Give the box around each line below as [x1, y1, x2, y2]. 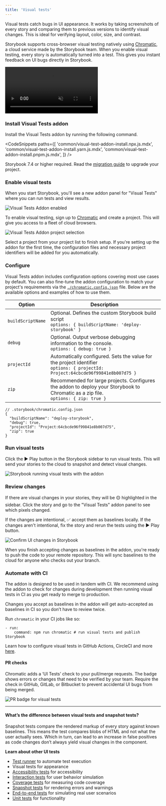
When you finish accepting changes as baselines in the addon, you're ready [5, 547, 160, 553]
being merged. [5, 686, 35, 692]
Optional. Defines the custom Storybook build [50, 309, 157, 316]
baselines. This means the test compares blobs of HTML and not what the [5, 728, 156, 735]
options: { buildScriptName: [50, 322, 119, 328]
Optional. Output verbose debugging [50, 334, 136, 340]
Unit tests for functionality [12, 795, 66, 801]
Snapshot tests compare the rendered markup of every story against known [5, 723, 160, 729]
